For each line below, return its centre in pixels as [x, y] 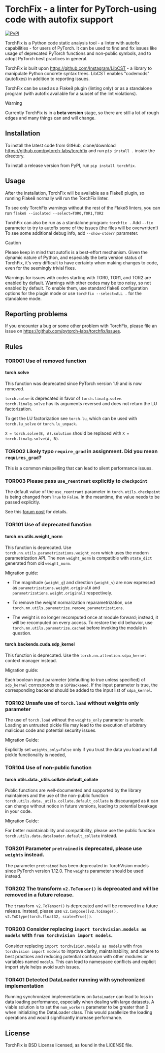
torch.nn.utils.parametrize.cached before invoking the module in [79, 628]
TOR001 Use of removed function [46, 361]
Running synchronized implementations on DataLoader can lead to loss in [79, 997]
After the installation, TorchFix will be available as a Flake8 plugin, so [75, 193]
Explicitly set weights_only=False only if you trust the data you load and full [81, 750]
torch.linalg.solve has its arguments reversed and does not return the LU [81, 403]
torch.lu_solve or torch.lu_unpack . [41, 423]
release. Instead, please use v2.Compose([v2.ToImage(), [62, 911]
